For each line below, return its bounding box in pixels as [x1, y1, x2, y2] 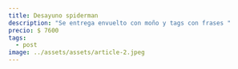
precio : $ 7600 [8, 26, 59, 34]
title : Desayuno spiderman [8, 11, 99, 20]
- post [15, 41, 38, 49]
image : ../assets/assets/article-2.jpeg [8, 48, 146, 56]
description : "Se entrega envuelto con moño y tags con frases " [8, 19, 231, 27]
